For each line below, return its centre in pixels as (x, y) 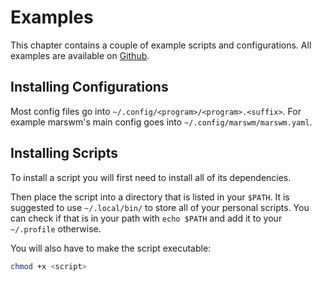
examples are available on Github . (80, 55)
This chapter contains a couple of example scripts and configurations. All (161, 45)
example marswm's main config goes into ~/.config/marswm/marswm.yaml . (161, 122)
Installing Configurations (89, 87)
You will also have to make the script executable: (111, 248)
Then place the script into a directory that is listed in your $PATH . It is (150, 197)
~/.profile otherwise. (56, 228)
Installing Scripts (64, 153)
